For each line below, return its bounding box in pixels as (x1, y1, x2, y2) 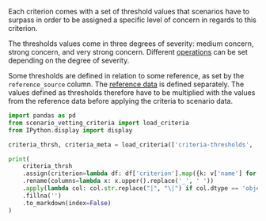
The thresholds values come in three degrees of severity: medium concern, (8, 39, 254, 48)
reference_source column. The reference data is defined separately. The (8, 79, 245, 89)
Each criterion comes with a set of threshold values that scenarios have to (8, 7, 250, 16)
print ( (8, 154, 30, 163)
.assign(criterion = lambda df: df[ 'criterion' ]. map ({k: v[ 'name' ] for (22, 170, 257, 177)
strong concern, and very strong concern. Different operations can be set (8, 48, 248, 56)
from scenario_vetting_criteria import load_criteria (8, 119, 190, 127)
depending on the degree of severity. (8, 55, 130, 65)
